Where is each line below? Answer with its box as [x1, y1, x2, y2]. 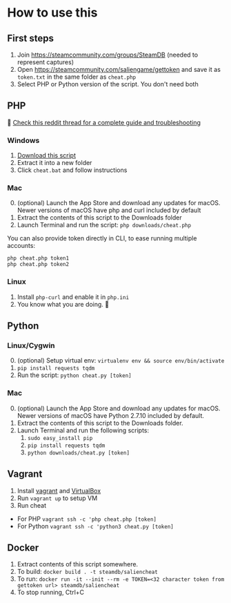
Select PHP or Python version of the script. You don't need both [17, 80, 199, 88]
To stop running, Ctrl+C [17, 588, 85, 597]
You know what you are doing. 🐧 [17, 300, 110, 308]
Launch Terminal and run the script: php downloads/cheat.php [17, 221, 192, 229]
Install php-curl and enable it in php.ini [17, 292, 130, 301]
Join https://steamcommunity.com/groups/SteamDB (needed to [17, 50, 199, 59]
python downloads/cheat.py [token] [27, 449, 130, 457]
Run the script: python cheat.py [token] [17, 371, 132, 379]
